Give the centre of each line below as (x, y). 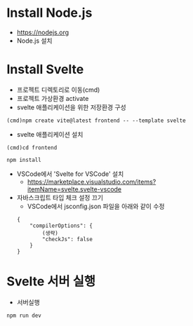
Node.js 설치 (34, 41)
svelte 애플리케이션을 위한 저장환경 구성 (72, 107)
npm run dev (24, 315)
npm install (24, 160)
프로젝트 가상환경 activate (53, 98)
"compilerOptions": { (61, 226)
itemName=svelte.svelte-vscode (74, 189)
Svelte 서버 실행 (51, 281)
